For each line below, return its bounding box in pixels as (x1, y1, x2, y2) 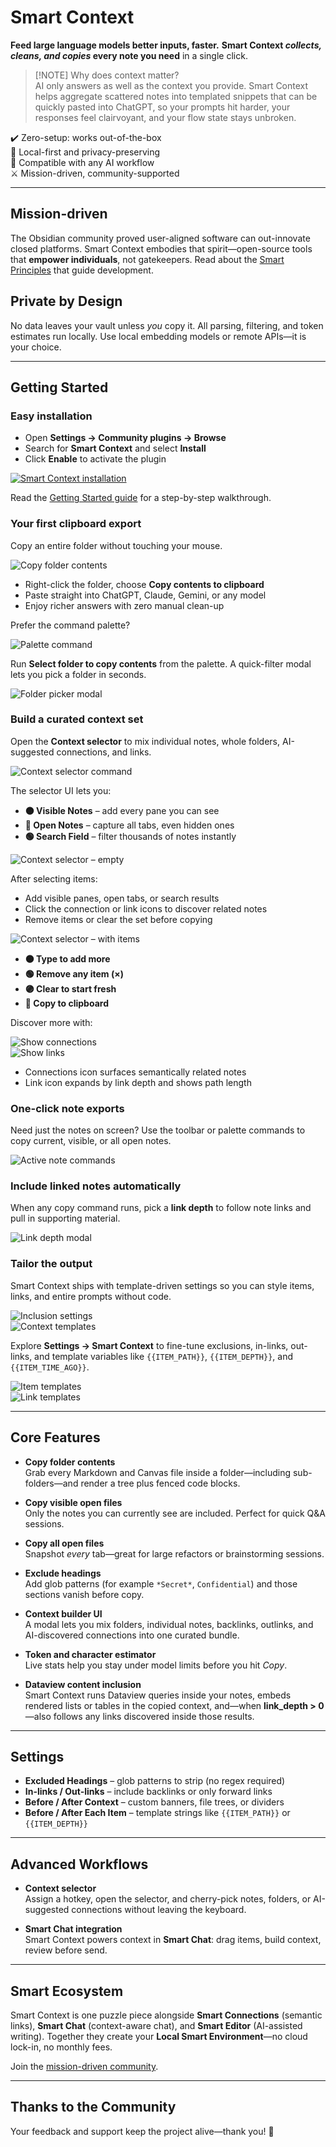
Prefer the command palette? (10, 619, 131, 631)
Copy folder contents (24, 1456, 116, 1468)
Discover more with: (10, 1016, 93, 1028)
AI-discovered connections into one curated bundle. (24, 1629, 240, 1641)
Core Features (10, 1429, 101, 1446)
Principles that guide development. (10, 264, 154, 276)
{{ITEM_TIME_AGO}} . (10, 1361, 90, 1373)
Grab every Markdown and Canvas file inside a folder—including (24, 1466, 292, 1478)
